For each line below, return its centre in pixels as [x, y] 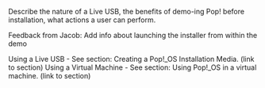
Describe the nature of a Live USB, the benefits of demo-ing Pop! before [126, 11]
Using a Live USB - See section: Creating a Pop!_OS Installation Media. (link [131, 59]
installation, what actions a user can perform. [82, 20]
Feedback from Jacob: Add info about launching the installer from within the [133, 35]
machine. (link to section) [50, 76]
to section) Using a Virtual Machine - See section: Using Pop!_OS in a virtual [132, 67]
